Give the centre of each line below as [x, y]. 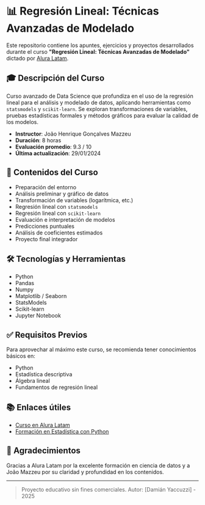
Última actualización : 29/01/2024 [58, 153]
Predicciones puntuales [45, 226]
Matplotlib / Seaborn [41, 296]
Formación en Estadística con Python [62, 431]
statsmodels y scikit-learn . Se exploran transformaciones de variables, [97, 109]
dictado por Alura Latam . [38, 58]
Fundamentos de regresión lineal [56, 387]
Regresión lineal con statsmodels [56, 206]
